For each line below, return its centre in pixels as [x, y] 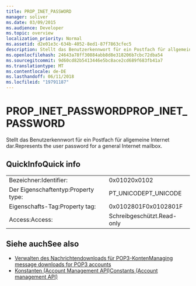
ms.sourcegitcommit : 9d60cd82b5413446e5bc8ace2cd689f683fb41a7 [85, 60]
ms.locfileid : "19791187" [37, 82]
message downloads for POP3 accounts [63, 264]
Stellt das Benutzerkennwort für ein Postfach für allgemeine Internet [88, 139]
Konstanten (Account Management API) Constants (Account [86, 270]
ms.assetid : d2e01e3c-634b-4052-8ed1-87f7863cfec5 [69, 44]
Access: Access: [31, 219]
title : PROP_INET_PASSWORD [39, 11]
